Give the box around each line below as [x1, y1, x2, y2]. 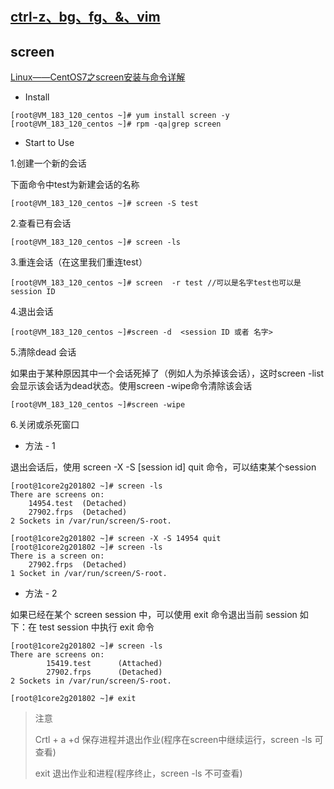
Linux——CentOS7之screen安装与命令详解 [10, 71, 186, 83]
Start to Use [24, 137, 75, 148]
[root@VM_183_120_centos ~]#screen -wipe [10, 400, 186, 410]
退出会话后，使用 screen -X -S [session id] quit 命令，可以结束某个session [10, 461, 317, 473]
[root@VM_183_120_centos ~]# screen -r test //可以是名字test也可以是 [10, 278, 302, 288]
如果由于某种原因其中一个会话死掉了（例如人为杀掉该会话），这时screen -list [10, 367, 325, 379]
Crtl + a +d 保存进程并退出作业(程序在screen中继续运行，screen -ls [34, 734, 313, 745]
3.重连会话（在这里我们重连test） [10, 256, 148, 268]
